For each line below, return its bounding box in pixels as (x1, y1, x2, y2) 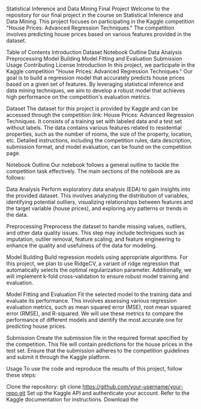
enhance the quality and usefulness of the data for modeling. (6, 242, 157, 249)
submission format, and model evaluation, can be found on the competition (6, 144, 192, 150)
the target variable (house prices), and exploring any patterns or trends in (6, 205, 188, 212)
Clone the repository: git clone (6, 383, 82, 390)
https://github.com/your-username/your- (82, 383, 184, 390)
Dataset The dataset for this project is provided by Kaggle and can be (6, 105, 178, 112)
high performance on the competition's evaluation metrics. (6, 93, 151, 100)
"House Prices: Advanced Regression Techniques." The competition (6, 24, 175, 31)
